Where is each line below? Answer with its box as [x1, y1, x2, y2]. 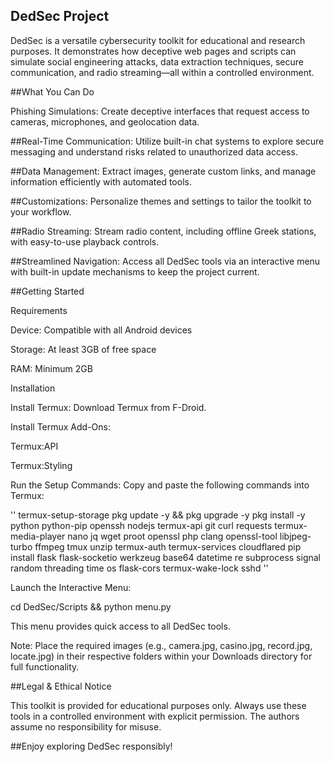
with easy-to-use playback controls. [10, 235, 160, 248]
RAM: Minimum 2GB [10, 362, 93, 374]
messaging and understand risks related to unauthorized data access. [10, 145, 298, 158]
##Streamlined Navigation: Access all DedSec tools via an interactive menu [10, 255, 321, 267]
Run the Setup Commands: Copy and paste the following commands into [10, 479, 310, 491]
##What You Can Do [10, 85, 95, 98]
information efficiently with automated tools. [10, 175, 192, 188]
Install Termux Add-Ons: [10, 420, 112, 433]
